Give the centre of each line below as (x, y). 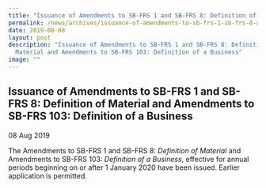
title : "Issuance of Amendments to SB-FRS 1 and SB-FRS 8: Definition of (133, 15)
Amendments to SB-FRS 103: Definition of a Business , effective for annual (129, 159)
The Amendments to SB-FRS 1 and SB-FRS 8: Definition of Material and (125, 150)
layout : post (30, 38)
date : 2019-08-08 (37, 30)
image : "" (25, 60)
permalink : (26, 23)
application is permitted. (47, 175)
